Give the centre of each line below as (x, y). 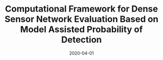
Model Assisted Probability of (81, 30)
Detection (81, 40)
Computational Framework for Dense (81, 9)
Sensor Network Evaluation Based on (81, 19)
